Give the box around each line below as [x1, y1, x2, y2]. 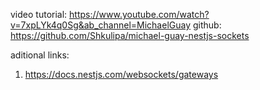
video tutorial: [10, 9, 68, 20]
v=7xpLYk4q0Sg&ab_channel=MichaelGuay [10, 19, 192, 31]
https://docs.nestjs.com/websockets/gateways [24, 69, 219, 80]
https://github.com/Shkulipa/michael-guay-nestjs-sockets [10, 30, 250, 41]
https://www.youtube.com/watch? [69, 9, 210, 20]
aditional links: [10, 49, 70, 61]
